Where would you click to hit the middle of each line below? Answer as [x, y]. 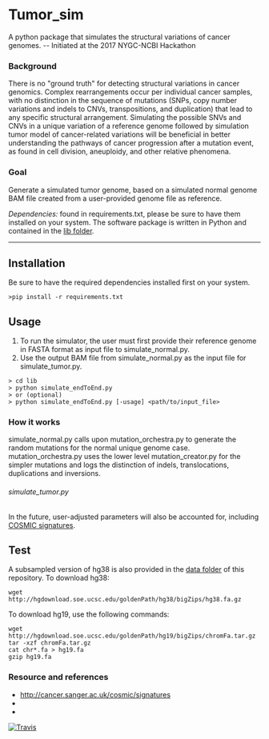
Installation [37, 263]
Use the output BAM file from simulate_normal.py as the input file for [133, 358]
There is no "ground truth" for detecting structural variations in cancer [124, 84]
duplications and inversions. [55, 473]
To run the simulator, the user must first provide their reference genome [138, 341]
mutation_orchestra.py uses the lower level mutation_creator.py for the [124, 457]
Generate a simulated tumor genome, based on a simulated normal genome [133, 190]
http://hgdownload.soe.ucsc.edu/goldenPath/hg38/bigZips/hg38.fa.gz [125, 600]
